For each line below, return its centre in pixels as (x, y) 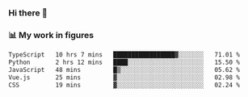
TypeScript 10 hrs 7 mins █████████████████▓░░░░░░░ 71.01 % (124, 55)
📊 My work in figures (51, 35)
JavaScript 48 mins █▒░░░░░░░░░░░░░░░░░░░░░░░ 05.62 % (124, 70)
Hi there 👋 (28, 13)
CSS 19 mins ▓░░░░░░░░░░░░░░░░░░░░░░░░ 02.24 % (124, 85)
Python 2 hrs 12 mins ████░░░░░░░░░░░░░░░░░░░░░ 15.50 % (124, 63)
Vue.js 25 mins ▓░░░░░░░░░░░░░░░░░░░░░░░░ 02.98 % (124, 77)
